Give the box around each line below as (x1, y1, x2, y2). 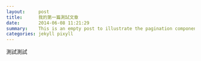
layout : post (6, 8, 50, 15)
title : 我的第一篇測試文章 (6, 14, 79, 20)
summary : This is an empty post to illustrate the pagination (6, 25, 172, 32)
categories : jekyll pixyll (6, 31, 74, 37)
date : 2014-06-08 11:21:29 (6, 20, 90, 26)
